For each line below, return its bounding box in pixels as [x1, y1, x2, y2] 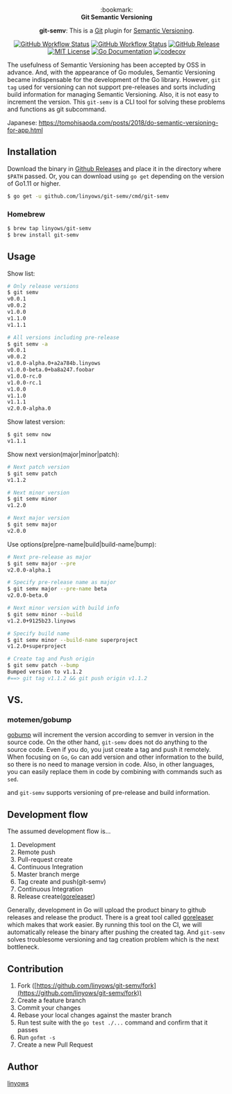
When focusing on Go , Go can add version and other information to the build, [7, 753, 224, 762]
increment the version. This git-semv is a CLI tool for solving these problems [7, 98, 226, 106]
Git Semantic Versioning [81, 13, 153, 21]
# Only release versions [7, 282, 79, 289]
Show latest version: [7, 418, 66, 426]
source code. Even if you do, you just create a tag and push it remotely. [7, 746, 211, 754]
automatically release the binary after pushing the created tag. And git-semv [7, 928, 226, 936]
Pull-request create [17, 855, 73, 864]
